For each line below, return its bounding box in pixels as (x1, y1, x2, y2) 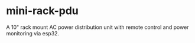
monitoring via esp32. (6, 29, 60, 37)
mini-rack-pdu (6, 4, 79, 18)
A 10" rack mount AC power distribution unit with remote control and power (6, 24, 189, 31)
